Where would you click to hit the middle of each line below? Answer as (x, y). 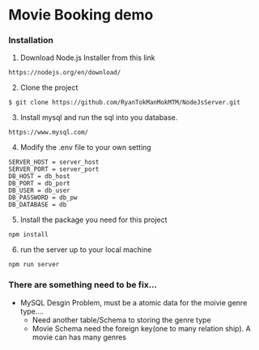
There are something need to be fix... (83, 285)
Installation (31, 41)
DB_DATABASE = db (38, 205)
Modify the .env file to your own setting (85, 147)
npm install (28, 235)
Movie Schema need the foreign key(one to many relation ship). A (141, 328)
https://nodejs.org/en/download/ (65, 73)
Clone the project (49, 87)
